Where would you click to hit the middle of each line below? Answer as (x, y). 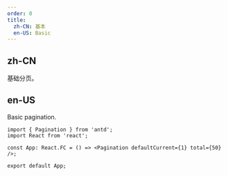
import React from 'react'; (48, 135)
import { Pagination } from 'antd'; (60, 129)
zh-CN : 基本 (30, 26)
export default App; (37, 166)
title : (17, 20)
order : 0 (20, 13)
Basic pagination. (32, 117)
